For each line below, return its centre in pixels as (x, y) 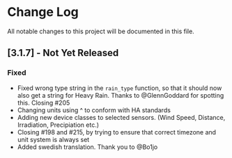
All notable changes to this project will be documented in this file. (101, 31)
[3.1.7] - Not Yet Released (63, 53)
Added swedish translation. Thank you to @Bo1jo (87, 147)
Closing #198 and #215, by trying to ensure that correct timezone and (117, 132)
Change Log (43, 12)
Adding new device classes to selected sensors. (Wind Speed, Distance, (121, 117)
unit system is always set (53, 139)
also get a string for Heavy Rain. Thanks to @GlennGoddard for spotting (121, 95)
